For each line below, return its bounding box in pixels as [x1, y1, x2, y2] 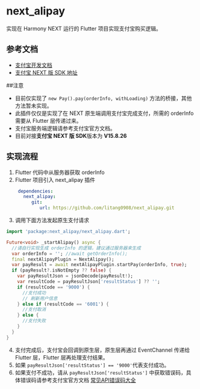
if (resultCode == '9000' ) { [17, 284, 90, 290]
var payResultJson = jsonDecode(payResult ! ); [17, 273, 134, 279]
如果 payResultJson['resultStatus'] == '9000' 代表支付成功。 [14, 361, 170, 369]
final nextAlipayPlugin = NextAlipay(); [11, 256, 114, 263]
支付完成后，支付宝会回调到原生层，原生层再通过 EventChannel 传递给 [14, 346, 190, 353]
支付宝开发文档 [14, 61, 52, 69]
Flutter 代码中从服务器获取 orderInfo [14, 169, 105, 176]
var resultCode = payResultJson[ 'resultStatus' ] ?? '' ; [17, 279, 161, 285]
